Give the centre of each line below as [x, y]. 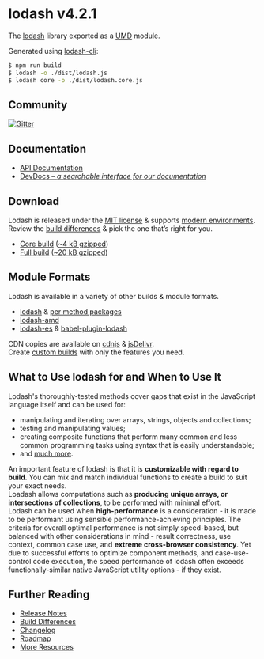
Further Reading [49, 595]
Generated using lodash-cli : [53, 51]
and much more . [46, 453]
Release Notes [43, 613]
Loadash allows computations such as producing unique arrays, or [118, 494]
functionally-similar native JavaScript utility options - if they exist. [115, 570]
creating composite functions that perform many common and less [128, 437]
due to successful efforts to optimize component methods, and [111, 553]
